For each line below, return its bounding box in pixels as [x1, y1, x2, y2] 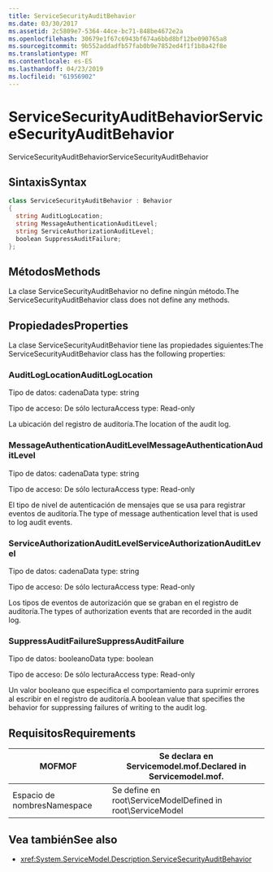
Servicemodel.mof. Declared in [126, 760, 246, 772]
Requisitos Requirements [8, 726, 136, 740]
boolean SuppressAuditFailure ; [15, 234, 122, 243]
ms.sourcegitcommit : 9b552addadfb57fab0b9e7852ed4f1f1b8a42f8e [8, 42, 227, 50]
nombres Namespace [12, 800, 93, 811]
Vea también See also [8, 832, 118, 847]
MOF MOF [39, 760, 77, 772]
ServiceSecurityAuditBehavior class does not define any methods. [8, 295, 230, 305]
